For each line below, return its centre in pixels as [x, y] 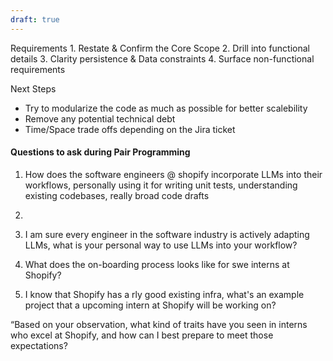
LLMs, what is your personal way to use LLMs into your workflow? [161, 245]
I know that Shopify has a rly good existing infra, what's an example [164, 294]
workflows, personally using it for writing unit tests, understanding [161, 185]
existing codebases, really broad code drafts [117, 195]
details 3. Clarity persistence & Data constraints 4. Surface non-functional [162, 58]
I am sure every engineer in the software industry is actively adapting [167, 234]
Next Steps [33, 88]
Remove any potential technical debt [100, 118]
